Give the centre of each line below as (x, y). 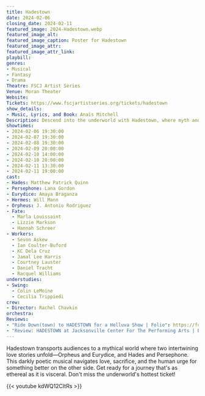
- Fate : (16, 211)
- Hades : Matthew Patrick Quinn (47, 183)
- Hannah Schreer (34, 228)
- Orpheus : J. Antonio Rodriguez (49, 206)
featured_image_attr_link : (41, 52)
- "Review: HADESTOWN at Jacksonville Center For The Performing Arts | (101, 331)
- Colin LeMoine (32, 291)
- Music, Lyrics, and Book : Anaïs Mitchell (63, 114)
